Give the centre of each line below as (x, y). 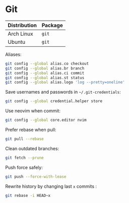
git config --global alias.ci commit (45, 73)
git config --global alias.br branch (45, 68)
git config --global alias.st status (45, 78)
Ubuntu (17, 42)
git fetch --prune (24, 158)
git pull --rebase (24, 139)
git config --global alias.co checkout (47, 63)
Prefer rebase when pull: (31, 130)
